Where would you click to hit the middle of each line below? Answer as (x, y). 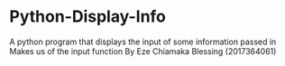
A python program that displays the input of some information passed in (143, 42)
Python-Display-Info (88, 17)
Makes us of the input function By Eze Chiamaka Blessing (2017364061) (143, 51)
